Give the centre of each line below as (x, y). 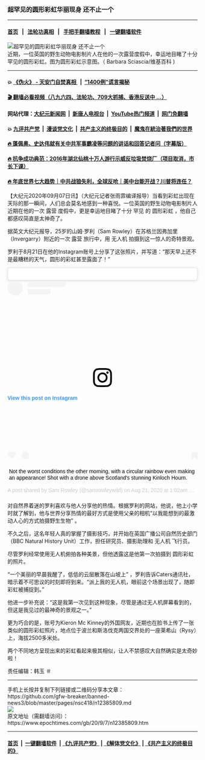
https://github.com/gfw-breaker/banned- (58, 697)
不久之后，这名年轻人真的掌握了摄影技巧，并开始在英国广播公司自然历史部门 (102, 534)
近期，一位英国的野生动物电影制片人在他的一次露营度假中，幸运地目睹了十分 (102, 54)
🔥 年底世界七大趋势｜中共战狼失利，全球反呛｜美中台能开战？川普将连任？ (100, 181)
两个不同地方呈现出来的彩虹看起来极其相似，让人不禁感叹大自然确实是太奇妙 (102, 651)
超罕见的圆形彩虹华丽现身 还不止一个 (61, 9)
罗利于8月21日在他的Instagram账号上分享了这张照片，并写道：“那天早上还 (99, 252)
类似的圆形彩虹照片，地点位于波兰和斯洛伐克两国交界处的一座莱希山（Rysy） (102, 631)
